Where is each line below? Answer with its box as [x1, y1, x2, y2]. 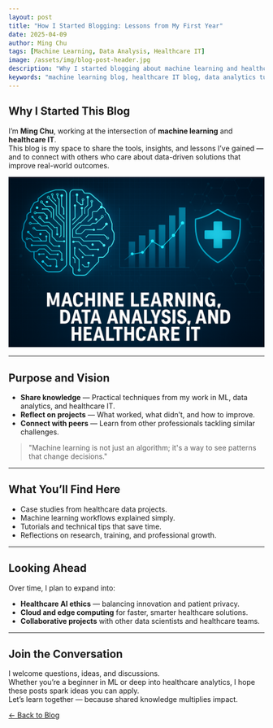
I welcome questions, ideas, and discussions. [8, 669, 160, 678]
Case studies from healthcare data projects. [19, 504, 168, 514]
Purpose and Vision [8, 371, 110, 385]
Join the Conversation [8, 647, 123, 661]
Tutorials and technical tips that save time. [19, 521, 162, 531]
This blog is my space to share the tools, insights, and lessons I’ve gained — [8, 143, 264, 153]
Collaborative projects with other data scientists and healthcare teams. [19, 616, 260, 626]
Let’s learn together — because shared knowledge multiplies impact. [8, 695, 238, 704]
